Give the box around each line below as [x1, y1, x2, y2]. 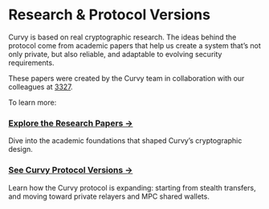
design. [8, 145, 34, 154]
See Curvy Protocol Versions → [8, 165, 133, 176]
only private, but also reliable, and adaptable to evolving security [8, 49, 222, 59]
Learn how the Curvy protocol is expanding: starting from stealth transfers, [8, 182, 256, 192]
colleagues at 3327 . [8, 82, 74, 92]
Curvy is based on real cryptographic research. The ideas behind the [8, 32, 237, 42]
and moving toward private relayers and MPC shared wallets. [8, 191, 210, 201]
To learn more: [8, 97, 57, 107]
